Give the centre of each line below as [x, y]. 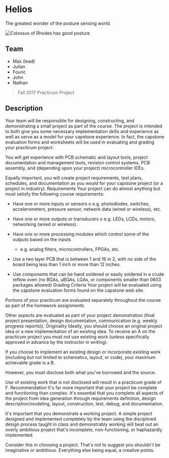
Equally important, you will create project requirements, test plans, [74, 177]
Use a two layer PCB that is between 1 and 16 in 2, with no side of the [84, 259]
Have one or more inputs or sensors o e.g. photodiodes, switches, [81, 204]
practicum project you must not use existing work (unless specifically [77, 337]
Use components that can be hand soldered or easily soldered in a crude [88, 274]
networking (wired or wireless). [45, 224]
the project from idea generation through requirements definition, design [81, 398]
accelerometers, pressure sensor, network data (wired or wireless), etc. [87, 209]
